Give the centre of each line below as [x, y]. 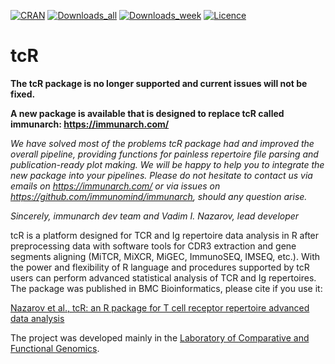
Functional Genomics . [55, 348]
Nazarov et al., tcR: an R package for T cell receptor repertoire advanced [160, 307]
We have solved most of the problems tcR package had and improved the [162, 143]
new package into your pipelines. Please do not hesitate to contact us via [161, 175]
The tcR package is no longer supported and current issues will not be [159, 83]
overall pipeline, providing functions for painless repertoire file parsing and [164, 154]
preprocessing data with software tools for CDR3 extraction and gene [153, 246]
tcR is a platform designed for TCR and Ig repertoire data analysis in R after [165, 235]
